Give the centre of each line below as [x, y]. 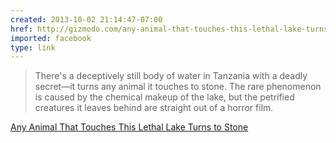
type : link [33, 47]
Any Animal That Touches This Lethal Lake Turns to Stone [129, 127]
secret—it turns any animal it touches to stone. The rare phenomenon [178, 87]
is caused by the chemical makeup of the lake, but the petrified [164, 97]
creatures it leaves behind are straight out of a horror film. [154, 108]
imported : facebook [51, 38]
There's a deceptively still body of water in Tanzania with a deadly [171, 76]
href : [21, 29]
